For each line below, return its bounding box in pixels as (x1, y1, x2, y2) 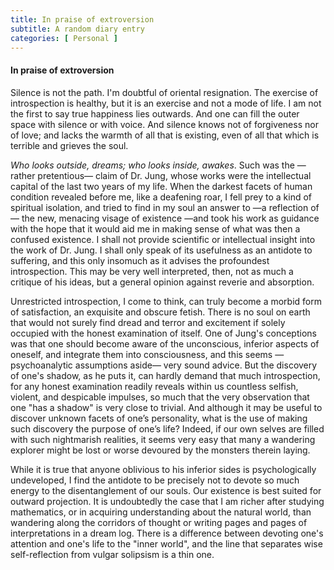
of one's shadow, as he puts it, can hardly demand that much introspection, (10, 369, 321, 381)
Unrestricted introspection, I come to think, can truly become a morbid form (10, 295, 323, 307)
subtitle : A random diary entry (10, 24, 145, 34)
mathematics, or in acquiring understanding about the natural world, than (10, 506, 312, 518)
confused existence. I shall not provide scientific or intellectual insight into (10, 233, 316, 245)
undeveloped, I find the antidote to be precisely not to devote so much (10, 474, 300, 486)
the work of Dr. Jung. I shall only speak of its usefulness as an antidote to (10, 244, 313, 256)
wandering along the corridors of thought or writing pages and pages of (10, 516, 308, 528)
